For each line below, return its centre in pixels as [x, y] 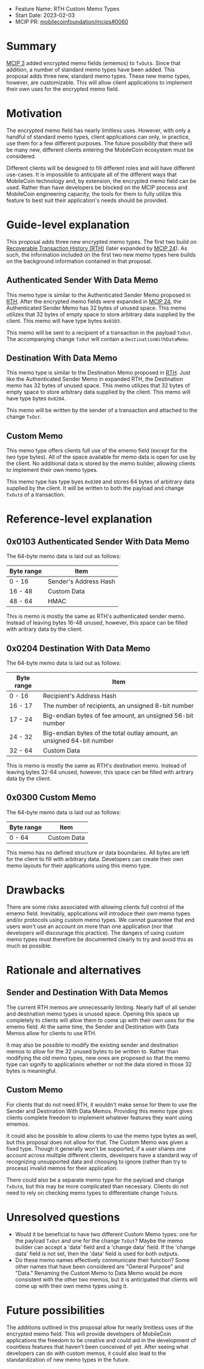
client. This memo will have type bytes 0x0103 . [64, 321]
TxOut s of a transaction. [36, 494]
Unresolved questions [63, 1217]
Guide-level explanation [68, 225]
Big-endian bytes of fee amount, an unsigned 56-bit [118, 716]
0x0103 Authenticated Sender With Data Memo [98, 542]
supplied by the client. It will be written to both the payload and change [95, 488]
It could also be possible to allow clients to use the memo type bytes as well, [102, 1135]
